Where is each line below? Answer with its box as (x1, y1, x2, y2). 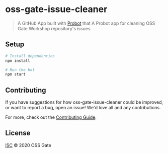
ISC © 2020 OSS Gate (5, 142, 51, 148)
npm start (5, 72, 26, 77)
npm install (5, 58, 30, 63)
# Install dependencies (5, 53, 55, 58)
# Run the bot (5, 67, 35, 72)
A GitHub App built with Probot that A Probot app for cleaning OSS (17, 20, 155, 26)
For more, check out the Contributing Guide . (5, 114, 97, 120)
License (5, 129, 31, 137)
